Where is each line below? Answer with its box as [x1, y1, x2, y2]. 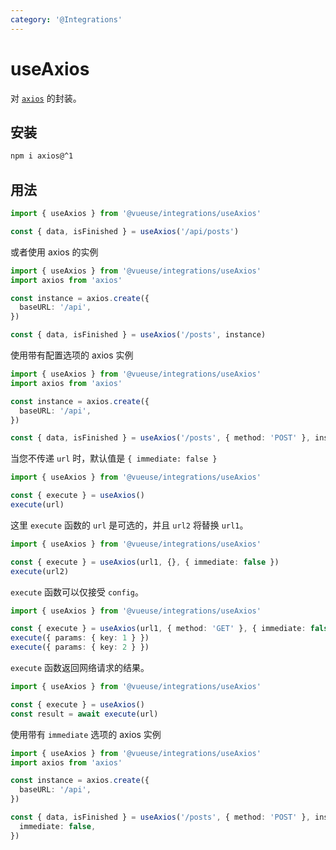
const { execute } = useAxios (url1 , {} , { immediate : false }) [10, 557, 280, 567]
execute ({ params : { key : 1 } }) [10, 633, 150, 643]
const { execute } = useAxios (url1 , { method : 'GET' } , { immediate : [10, 624, 307, 634]
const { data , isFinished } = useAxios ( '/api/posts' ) [10, 226, 240, 236]
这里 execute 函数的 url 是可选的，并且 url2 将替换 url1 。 [10, 519, 249, 531]
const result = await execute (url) [10, 709, 159, 719]
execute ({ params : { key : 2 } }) [10, 642, 150, 653]
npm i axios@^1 [10, 151, 74, 161]
